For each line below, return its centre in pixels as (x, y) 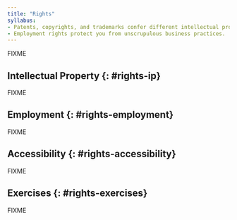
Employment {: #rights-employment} (91, 115)
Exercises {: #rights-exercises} (78, 194)
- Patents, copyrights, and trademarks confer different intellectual (113, 27)
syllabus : (22, 20)
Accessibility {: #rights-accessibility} (92, 154)
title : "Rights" (31, 14)
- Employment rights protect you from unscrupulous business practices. (116, 33)
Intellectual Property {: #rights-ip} (84, 76)
